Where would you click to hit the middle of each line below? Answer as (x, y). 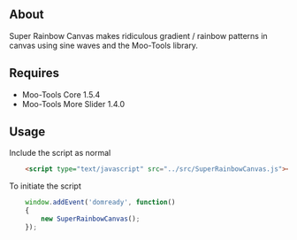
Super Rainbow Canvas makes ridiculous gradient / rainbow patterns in (138, 35)
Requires (34, 73)
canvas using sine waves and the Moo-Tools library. (104, 45)
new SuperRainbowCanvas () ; (91, 219)
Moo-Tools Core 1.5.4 (61, 94)
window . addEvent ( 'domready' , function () (100, 203)
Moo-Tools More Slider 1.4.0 (73, 104)
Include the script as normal (60, 153)
